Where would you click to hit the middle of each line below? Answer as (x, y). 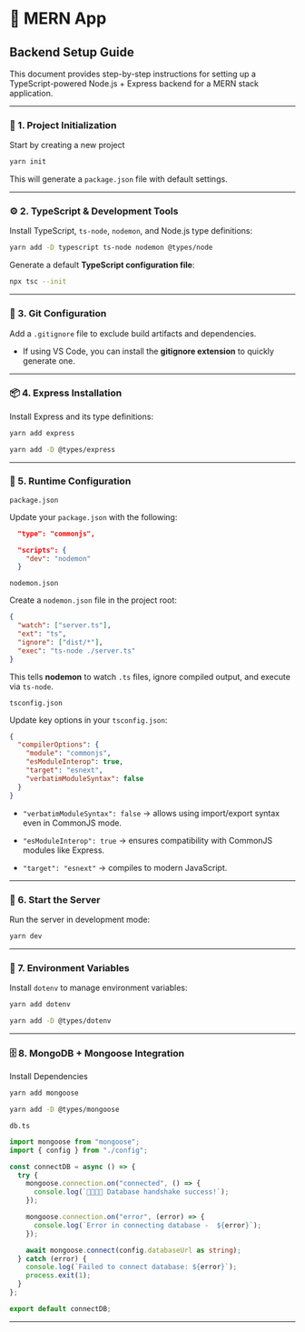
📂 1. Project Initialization (63, 125)
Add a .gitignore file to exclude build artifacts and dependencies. (133, 333)
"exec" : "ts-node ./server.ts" (77, 651)
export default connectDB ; (60, 1308)
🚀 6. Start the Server (55, 899)
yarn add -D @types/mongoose (64, 1109)
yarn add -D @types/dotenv (60, 1021)
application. (31, 93)
